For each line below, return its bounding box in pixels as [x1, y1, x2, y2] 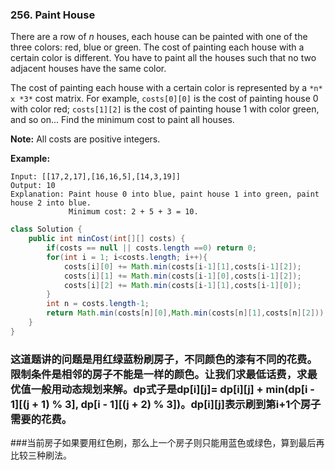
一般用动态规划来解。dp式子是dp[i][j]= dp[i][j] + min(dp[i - [30, 382, 315, 396]
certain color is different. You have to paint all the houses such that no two [10, 52, 317, 64]
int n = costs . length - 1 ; [46, 299, 150, 309]
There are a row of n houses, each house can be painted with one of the [10, 31, 308, 43]
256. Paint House [10, 8, 96, 22]
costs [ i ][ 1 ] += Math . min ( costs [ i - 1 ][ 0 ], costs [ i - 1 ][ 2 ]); [63, 271, 302, 281]
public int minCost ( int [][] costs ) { [28, 234, 186, 244]
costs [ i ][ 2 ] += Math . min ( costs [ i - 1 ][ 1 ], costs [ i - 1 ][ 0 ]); [63, 280, 302, 290]
